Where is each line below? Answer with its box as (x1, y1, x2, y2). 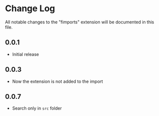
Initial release (12, 51, 39, 57)
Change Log (5, 3, 55, 14)
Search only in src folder (12, 105, 62, 111)
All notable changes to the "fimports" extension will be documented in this (5, 19, 155, 25)
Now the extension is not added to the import (12, 78, 103, 84)
